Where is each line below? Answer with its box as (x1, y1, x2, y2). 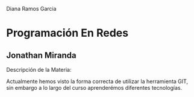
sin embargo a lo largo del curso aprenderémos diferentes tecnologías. (6, 84, 183, 91)
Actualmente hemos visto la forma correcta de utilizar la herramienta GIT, (6, 78, 189, 85)
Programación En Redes (6, 27, 128, 40)
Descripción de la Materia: (6, 66, 72, 73)
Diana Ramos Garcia (6, 5, 57, 12)
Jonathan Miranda (6, 50, 77, 60)
